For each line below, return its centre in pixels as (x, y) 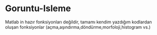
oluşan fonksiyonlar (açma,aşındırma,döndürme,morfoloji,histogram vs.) (78, 27)
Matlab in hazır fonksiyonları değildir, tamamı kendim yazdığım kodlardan (78, 22)
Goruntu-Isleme (38, 9)
